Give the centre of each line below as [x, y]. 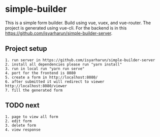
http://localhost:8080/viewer [36, 86]
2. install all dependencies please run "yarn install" [64, 64]
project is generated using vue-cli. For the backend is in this [66, 28]
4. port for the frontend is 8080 [41, 73]
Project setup [26, 49]
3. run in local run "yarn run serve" [45, 68]
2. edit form [18, 121]
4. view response [23, 130]
